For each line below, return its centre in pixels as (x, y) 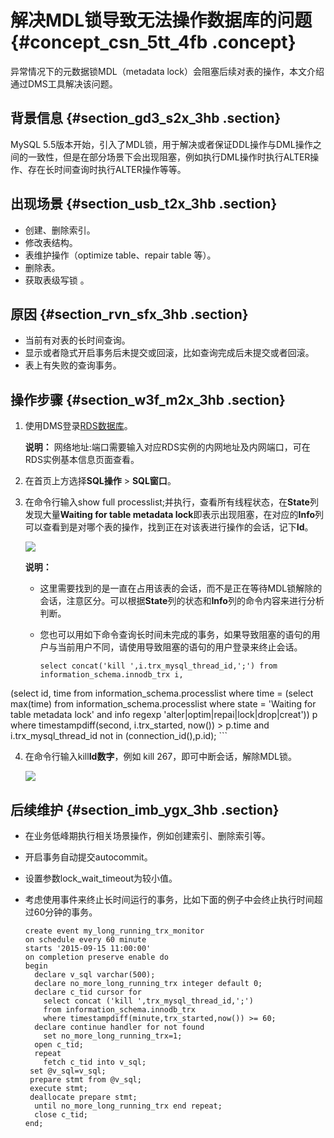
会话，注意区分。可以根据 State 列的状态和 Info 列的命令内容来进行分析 (182, 601)
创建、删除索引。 (60, 230)
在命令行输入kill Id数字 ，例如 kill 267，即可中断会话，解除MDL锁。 (160, 757)
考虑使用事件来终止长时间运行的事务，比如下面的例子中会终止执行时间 (169, 899)
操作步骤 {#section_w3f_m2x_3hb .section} (148, 399)
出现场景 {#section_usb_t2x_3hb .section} (144, 204)
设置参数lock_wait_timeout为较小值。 (101, 878)
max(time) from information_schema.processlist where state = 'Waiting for (163, 704)
